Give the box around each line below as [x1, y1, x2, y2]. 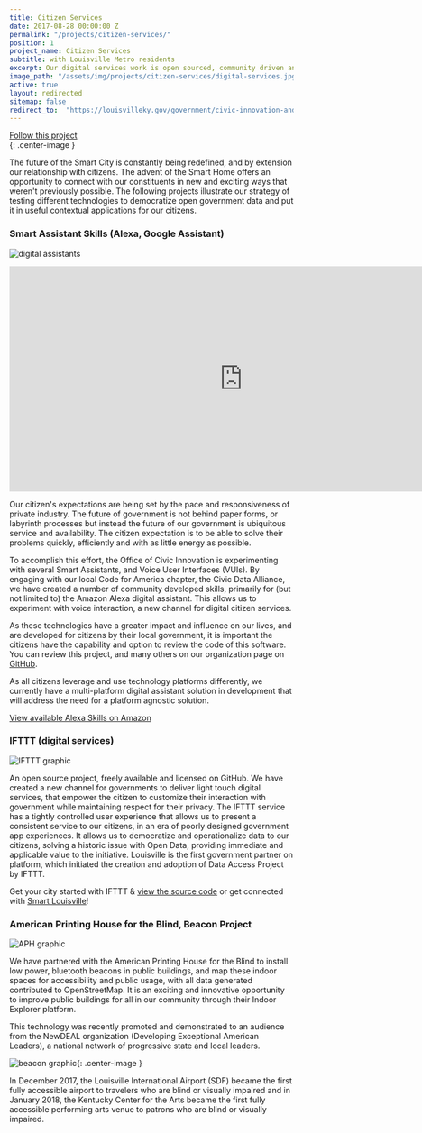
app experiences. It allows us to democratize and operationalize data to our [9, 830, 289, 841]
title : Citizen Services [9, 13, 103, 23]
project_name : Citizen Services [9, 47, 131, 56]
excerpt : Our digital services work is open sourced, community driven [9, 64, 284, 73]
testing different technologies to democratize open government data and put [9, 196, 294, 206]
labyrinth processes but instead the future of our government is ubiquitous [9, 517, 287, 528]
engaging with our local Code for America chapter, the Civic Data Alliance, [9, 573, 286, 584]
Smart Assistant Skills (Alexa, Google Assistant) [9, 227, 225, 240]
